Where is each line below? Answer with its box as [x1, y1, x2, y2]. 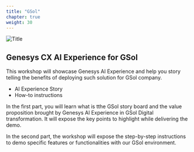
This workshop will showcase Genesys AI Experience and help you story [6, 68, 181, 75]
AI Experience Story [14, 85, 63, 92]
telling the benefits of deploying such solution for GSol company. [6, 74, 162, 81]
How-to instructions [14, 92, 63, 99]
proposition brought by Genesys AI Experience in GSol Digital [6, 109, 154, 116]
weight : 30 [6, 19, 33, 25]
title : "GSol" [6, 8, 41, 15]
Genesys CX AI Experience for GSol [6, 52, 138, 62]
